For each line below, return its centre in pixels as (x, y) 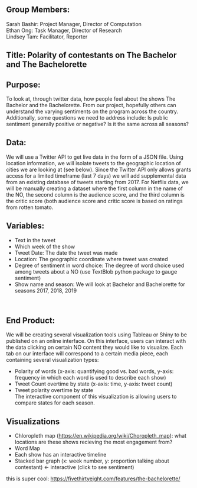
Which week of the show (45, 246)
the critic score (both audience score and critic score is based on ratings (94, 201)
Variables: (25, 226)
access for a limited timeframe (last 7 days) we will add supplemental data (96, 176)
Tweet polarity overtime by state (54, 390)
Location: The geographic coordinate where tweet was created (91, 259)
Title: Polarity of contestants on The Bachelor (91, 55)
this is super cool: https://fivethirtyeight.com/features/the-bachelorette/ (93, 479)
